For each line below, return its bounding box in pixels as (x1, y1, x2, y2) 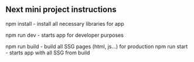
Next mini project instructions (5, 5, 117, 15)
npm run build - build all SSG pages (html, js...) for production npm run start (5, 43, 188, 50)
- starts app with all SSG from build (5, 49, 90, 56)
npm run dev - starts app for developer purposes (5, 32, 124, 39)
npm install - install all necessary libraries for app (5, 20, 124, 27)
